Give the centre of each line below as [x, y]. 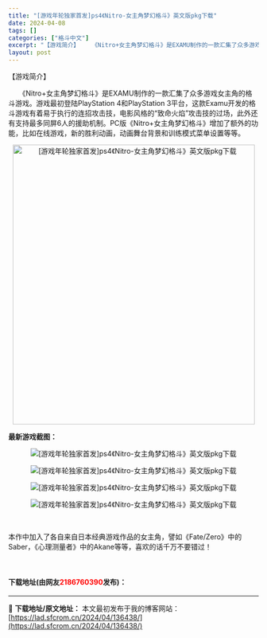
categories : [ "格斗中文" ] [49, 38]
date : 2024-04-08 [37, 23]
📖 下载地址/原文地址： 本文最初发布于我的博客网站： [94, 609]
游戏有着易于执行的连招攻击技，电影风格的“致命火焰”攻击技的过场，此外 [133, 113]
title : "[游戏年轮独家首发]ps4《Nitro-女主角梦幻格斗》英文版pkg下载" [112, 16]
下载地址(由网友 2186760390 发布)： [68, 581]
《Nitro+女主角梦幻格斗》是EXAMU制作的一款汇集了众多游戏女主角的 [133, 93]
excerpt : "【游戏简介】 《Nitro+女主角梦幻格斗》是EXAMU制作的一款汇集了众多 [129, 45]
